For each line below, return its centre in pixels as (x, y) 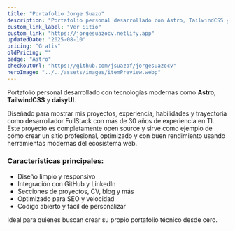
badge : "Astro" (29, 59)
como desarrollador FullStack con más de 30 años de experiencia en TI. (111, 120)
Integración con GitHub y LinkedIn (66, 183)
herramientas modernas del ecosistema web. (72, 143)
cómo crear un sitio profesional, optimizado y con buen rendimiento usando (116, 135)
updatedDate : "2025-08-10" (47, 40)
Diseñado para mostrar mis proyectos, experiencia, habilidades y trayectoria (117, 113)
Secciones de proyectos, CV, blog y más (76, 191)
